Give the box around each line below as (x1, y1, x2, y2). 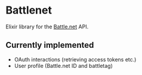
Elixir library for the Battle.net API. (5, 23, 89, 30)
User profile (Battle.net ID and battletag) (14, 62, 113, 69)
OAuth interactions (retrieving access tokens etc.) (14, 56, 137, 63)
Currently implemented (5, 40, 94, 50)
